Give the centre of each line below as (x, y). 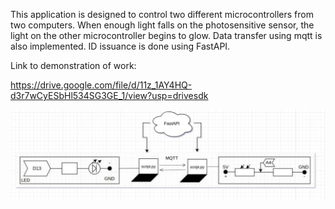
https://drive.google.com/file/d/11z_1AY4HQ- (101, 85)
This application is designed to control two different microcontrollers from (162, 14)
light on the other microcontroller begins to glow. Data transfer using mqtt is (166, 35)
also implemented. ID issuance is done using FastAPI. (120, 46)
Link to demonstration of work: (73, 65)
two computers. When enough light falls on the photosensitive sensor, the (162, 25)
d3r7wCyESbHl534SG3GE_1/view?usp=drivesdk (109, 95)
